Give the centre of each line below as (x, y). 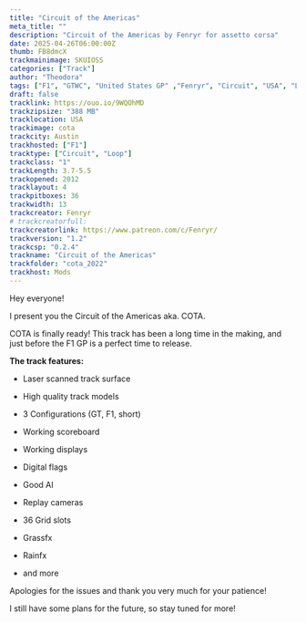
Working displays (55, 449)
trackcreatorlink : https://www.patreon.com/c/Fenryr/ (114, 230)
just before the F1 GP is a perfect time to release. (101, 343)
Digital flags (45, 467)
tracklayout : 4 (38, 188)
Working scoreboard (61, 431)
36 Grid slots (46, 520)
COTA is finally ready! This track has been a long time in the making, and (146, 333)
